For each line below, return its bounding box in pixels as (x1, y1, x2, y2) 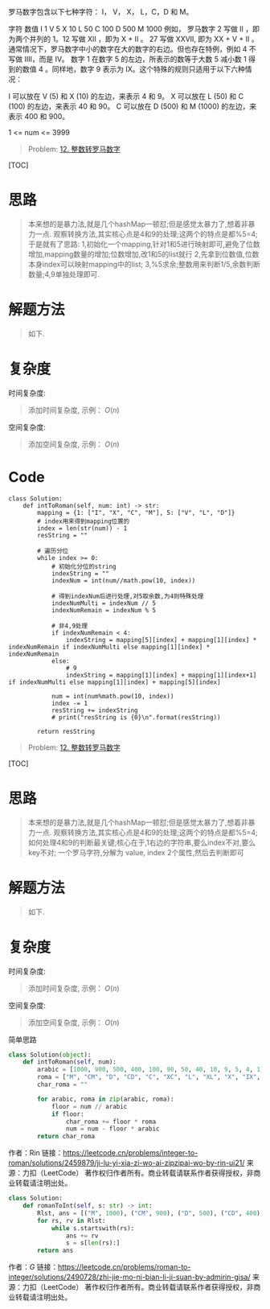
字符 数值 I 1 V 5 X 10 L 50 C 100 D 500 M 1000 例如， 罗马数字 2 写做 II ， (8, 24, 253, 34)
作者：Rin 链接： (8, 1148, 63, 1158)
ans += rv (65, 1232, 99, 1240)
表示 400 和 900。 (8, 112, 70, 121)
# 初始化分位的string (51, 562, 117, 570)
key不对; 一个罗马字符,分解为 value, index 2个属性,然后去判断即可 (27, 847, 244, 857)
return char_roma (37, 1133, 95, 1141)
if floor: (51, 1109, 84, 1118)
